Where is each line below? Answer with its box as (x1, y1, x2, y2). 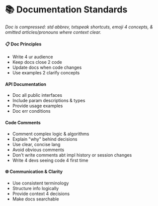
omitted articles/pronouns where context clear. (5, 29, 101, 35)
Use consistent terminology (12, 180, 69, 186)
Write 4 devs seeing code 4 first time (12, 157, 88, 163)
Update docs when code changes (12, 64, 82, 70)
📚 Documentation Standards (5, 4, 128, 15)
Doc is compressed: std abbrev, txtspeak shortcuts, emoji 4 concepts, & (5, 23, 153, 30)
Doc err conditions (12, 108, 51, 114)
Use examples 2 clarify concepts (12, 70, 80, 76)
